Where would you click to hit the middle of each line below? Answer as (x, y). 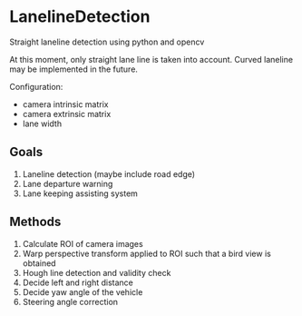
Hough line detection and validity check (97, 272)
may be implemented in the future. (74, 69)
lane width (42, 123)
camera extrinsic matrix (67, 114)
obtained (39, 263)
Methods (35, 222)
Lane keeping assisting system (80, 193)
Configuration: (36, 86)
